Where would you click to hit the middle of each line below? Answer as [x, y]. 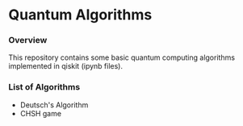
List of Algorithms [44, 87]
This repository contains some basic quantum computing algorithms [122, 57]
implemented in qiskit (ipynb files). [66, 66]
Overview [28, 40]
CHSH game [41, 113]
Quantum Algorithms [80, 15]
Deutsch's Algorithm [54, 105]
